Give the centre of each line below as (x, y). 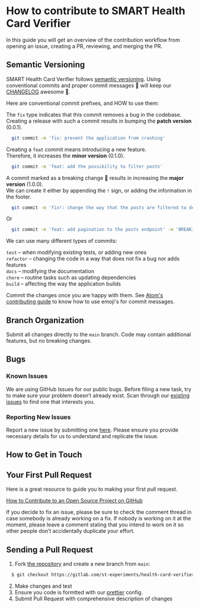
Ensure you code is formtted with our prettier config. (79, 592)
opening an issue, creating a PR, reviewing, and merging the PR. (84, 46)
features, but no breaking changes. (49, 341)
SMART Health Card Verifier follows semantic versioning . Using (84, 79)
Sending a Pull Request (50, 550)
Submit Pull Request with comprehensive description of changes (94, 599)
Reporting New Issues (38, 417)
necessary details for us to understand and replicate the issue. (82, 436)
